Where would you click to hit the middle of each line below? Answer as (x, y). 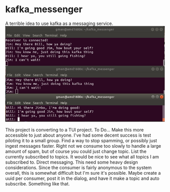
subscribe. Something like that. (37, 183)
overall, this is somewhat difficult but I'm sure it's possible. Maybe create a (83, 173)
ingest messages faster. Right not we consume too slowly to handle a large (83, 146)
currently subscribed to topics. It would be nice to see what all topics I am (82, 156)
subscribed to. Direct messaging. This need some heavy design (72, 162)
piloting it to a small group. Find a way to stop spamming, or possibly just (81, 140)
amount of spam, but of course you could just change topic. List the (76, 151)
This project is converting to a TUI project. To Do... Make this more (75, 130)
